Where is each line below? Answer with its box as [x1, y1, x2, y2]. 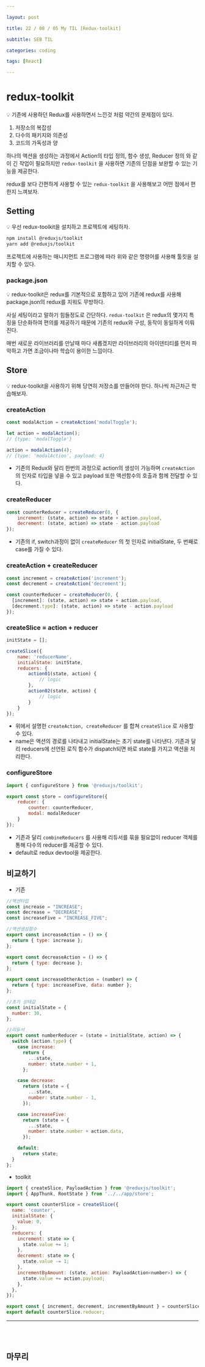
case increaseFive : [17, 1111, 67, 1117]
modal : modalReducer [28, 810, 81, 817]
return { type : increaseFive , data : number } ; [12, 982, 132, 988]
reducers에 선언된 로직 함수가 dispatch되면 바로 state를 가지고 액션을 [21, 745, 189, 753]
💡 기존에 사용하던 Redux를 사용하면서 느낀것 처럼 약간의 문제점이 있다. [6, 111, 174, 118]
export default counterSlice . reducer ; [6, 1309, 105, 1316]
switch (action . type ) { [12, 1039, 72, 1045]
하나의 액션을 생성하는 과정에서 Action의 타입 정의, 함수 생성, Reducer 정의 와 [6, 152, 191, 159]
